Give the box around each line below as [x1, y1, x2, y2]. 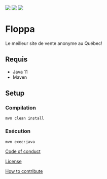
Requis [5, 55, 28, 64]
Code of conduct [5, 148, 41, 154]
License [5, 158, 22, 164]
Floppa [5, 24, 35, 35]
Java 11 [12, 69, 28, 75]
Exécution [5, 128, 31, 135]
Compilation [5, 104, 37, 111]
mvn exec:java [5, 139, 35, 144]
